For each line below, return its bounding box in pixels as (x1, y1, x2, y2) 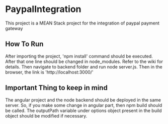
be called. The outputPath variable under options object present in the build (5, 107, 162, 113)
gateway (5, 25, 23, 31)
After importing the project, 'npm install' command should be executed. (5, 53, 153, 59)
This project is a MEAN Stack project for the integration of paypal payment (5, 20, 160, 26)
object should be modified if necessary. (5, 112, 88, 118)
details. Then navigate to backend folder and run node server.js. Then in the (5, 63, 162, 69)
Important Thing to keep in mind (5, 83, 108, 92)
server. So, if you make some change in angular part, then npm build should (5, 102, 162, 108)
